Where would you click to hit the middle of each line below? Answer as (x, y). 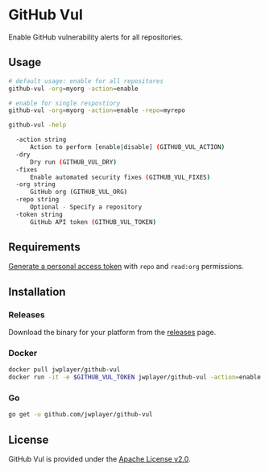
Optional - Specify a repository (86, 207)
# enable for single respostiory (64, 103)
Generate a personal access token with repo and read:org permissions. (126, 267)
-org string (36, 184)
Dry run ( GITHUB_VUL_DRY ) (73, 162)
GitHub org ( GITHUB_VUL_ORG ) (79, 192)
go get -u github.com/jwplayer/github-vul (81, 415)
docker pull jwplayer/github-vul (64, 370)
